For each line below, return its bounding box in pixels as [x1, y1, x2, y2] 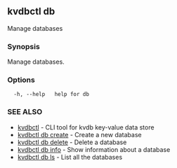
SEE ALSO [7, 107, 43, 117]
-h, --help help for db [13, 91, 90, 98]
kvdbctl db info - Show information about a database [17, 145, 171, 153]
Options [7, 75, 35, 85]
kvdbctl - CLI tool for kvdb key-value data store [17, 122, 155, 132]
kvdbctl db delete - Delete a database [17, 138, 127, 146]
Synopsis [7, 41, 40, 51]
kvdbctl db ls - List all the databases [17, 153, 123, 161]
